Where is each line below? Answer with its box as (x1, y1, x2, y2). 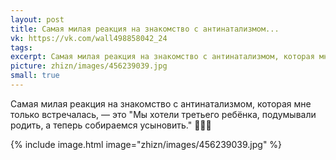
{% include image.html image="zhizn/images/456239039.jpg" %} (10, 138, 283, 150)
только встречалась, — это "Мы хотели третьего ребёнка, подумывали (10, 108, 317, 120)
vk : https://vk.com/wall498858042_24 (10, 33, 168, 43)
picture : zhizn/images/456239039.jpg (10, 61, 168, 71)
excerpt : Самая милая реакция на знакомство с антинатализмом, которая (10, 52, 315, 62)
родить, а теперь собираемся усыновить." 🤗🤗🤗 (10, 119, 212, 131)
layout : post (10, 14, 65, 25)
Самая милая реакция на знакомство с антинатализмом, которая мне (10, 97, 312, 110)
